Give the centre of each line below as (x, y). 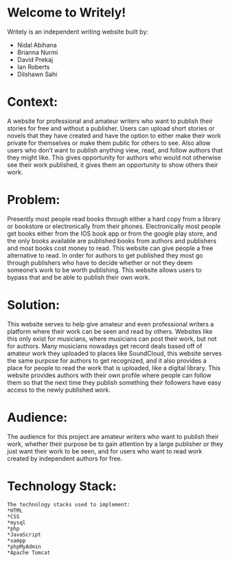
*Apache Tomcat (29, 552)
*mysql (16, 522)
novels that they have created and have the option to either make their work (114, 135)
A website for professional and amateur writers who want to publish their (110, 121)
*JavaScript (24, 535)
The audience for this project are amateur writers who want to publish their (113, 436)
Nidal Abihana (37, 45)
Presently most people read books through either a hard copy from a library (114, 218)
